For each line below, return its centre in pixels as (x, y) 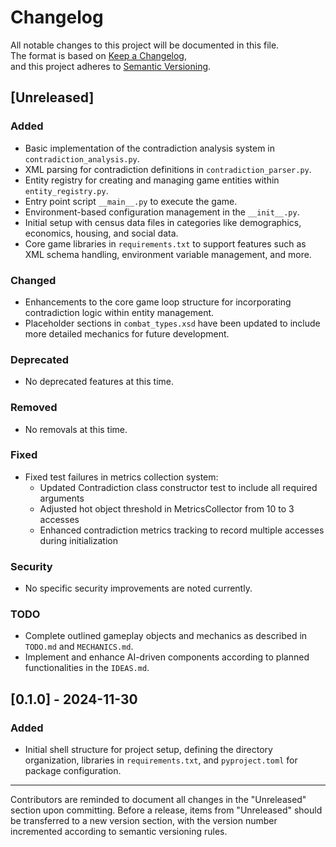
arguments (62, 498)
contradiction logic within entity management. (119, 312)
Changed (33, 280)
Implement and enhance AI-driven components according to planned (167, 657)
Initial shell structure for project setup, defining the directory (148, 750)
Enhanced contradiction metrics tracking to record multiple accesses (182, 530)
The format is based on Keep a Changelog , (98, 55)
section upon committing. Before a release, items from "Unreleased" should (166, 810)
